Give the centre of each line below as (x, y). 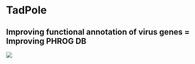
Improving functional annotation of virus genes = (98, 32)
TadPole (27, 10)
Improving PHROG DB (46, 41)
